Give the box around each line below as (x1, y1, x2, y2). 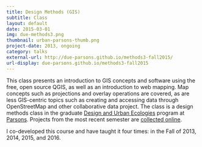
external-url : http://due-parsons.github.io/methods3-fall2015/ (6, 54, 173, 60)
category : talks (6, 49, 48, 55)
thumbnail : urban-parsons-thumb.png (6, 37, 99, 43)
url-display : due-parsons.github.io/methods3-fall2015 (6, 60, 149, 66)
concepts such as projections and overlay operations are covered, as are (6, 90, 190, 97)
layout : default (6, 20, 48, 26)
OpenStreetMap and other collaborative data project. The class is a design (6, 102, 193, 110)
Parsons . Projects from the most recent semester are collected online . (6, 115, 182, 123)
